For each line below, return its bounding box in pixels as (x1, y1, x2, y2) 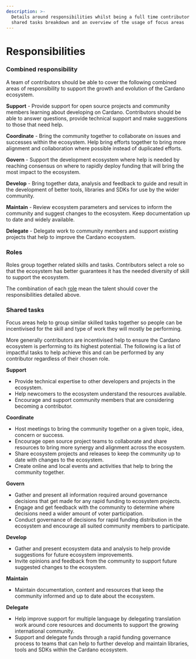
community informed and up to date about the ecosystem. (14, 592, 155, 599)
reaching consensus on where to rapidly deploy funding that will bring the (6, 162, 184, 169)
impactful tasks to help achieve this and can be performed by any (6, 349, 164, 356)
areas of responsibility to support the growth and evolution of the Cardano (6, 85, 185, 92)
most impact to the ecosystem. (6, 168, 81, 175)
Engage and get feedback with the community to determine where (14, 504, 175, 511)
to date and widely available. (6, 216, 75, 223)
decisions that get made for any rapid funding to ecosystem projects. (14, 498, 181, 505)
